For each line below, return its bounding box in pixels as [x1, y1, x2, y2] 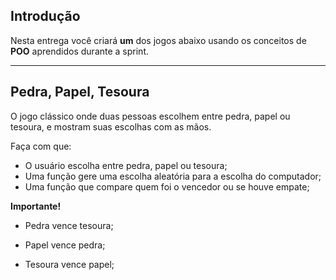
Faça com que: [10, 140, 72, 152]
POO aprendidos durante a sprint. [10, 45, 149, 57]
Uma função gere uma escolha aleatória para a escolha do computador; [24, 170, 322, 182]
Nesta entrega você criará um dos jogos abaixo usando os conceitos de [10, 34, 307, 46]
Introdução [10, 8, 81, 25]
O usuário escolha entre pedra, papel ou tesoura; [24, 159, 228, 171]
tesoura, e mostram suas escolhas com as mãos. [10, 120, 212, 133]
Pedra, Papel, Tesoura [10, 84, 150, 101]
